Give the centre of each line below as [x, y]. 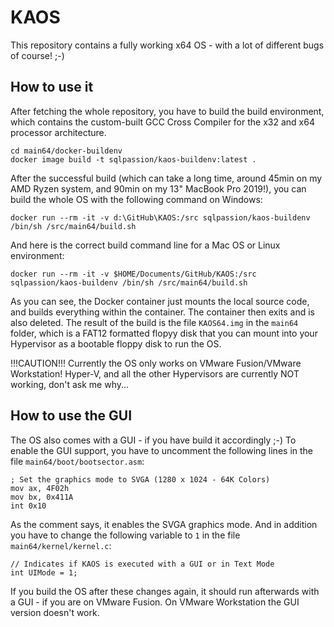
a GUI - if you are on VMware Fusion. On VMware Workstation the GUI [155, 602]
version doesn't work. [55, 612]
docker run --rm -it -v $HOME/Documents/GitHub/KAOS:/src [133, 274]
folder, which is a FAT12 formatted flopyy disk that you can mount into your [164, 333]
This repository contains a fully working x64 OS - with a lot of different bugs [167, 45]
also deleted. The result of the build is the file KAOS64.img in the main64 [154, 322]
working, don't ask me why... [70, 384]
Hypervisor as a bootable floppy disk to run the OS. [116, 343]
